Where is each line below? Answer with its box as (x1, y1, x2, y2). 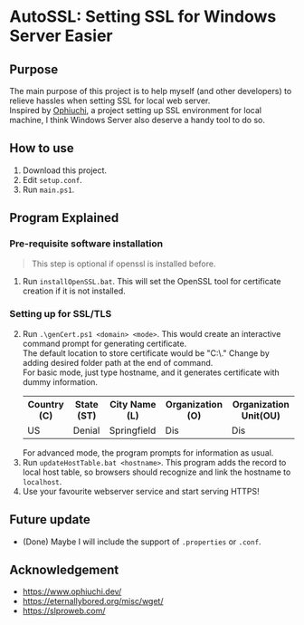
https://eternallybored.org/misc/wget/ (22, 596, 164, 607)
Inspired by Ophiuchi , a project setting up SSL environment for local (9, 105, 262, 115)
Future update (9, 512, 90, 527)
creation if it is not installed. (22, 285, 126, 296)
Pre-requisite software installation (9, 237, 164, 250)
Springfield (109, 424, 157, 437)
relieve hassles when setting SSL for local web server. (9, 95, 211, 106)
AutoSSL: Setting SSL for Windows (9, 6, 277, 27)
